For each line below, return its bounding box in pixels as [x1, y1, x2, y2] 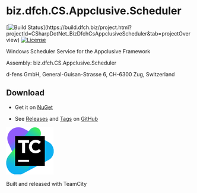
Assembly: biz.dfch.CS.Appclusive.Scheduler [6, 59, 117, 66]
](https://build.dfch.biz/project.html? [43, 24, 132, 31]
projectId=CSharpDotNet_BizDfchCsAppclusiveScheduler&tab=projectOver [6, 30, 191, 37]
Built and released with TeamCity [6, 180, 87, 187]
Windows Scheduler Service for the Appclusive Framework [6, 47, 151, 54]
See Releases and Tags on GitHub [14, 115, 99, 122]
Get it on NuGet [14, 104, 53, 111]
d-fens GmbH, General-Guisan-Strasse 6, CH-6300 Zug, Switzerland [6, 70, 175, 78]
